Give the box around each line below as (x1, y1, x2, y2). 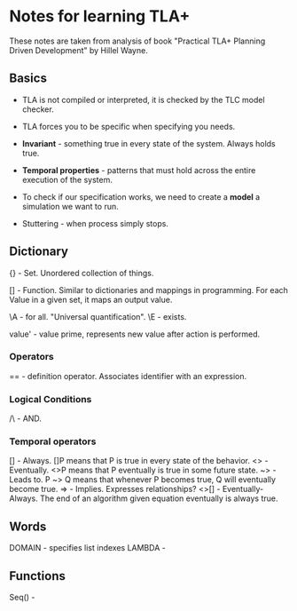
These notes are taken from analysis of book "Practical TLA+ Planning (9, 36, 266, 46)
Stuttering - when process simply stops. (21, 218, 168, 228)
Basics (9, 71, 47, 86)
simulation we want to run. (21, 201, 119, 211)
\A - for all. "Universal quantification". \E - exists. (9, 311, 187, 321)
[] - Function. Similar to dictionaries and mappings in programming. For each (9, 284, 288, 295)
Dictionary (9, 244, 69, 259)
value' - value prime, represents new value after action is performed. (9, 329, 261, 339)
